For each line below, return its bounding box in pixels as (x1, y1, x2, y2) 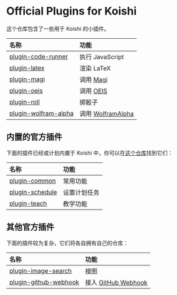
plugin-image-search (9, 267, 72, 275)
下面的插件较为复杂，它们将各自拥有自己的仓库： (6, 239, 129, 247)
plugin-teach (9, 199, 47, 207)
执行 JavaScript (79, 53, 124, 61)
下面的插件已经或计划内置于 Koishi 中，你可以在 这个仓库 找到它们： (6, 149, 173, 156)
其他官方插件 (6, 222, 55, 233)
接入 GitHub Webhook (85, 278, 148, 287)
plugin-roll (9, 98, 40, 106)
